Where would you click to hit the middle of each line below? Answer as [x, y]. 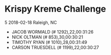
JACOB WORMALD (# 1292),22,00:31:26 [53, 32]
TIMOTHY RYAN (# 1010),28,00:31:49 [49, 42]
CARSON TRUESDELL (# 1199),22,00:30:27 [55, 47]
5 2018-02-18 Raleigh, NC [31, 22]
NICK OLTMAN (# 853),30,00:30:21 [47, 37]
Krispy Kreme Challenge [55, 9]
